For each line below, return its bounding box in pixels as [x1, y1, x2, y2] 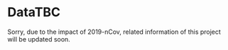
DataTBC [7, 4, 61, 20]
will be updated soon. [7, 35, 71, 43]
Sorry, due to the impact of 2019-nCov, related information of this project [7, 27, 222, 36]
